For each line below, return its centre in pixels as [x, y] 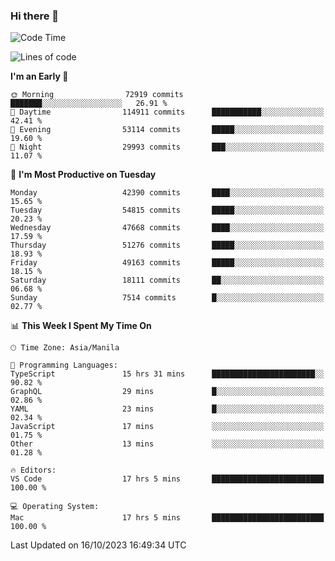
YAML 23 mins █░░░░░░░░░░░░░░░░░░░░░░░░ [167, 409]
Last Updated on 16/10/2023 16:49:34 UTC [98, 545]
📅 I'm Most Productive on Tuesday [83, 175]
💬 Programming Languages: [64, 365]
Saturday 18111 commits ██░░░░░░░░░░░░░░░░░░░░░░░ [167, 280]
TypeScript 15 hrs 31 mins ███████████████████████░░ [167, 374]
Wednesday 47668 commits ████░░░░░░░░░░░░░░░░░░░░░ [167, 228]
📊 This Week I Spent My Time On [81, 326]
